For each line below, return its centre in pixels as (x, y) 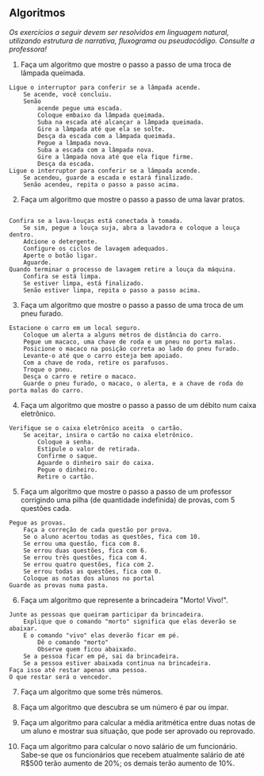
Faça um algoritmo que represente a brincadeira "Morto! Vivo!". (124, 600)
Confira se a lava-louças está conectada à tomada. (96, 221)
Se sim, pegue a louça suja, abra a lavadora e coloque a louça (132, 228)
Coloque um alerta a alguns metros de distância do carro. (123, 335)
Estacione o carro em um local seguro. (75, 328)
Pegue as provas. (38, 523)
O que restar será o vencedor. (61, 677)
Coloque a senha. (66, 442)
